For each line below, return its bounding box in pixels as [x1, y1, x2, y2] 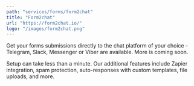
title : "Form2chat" [6, 14, 56, 20]
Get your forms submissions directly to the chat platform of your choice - [6, 42, 189, 49]
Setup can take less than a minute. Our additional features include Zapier [6, 60, 188, 67]
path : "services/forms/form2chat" [6, 8, 94, 15]
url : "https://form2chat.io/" [6, 20, 83, 26]
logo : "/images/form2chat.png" [6, 25, 85, 32]
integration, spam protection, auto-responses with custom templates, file [6, 67, 188, 74]
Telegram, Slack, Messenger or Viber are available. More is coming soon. [6, 49, 189, 56]
